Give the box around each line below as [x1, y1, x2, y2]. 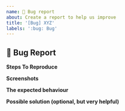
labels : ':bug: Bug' [6, 25, 58, 32]
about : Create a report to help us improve [6, 14, 117, 20]
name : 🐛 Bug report [6, 8, 55, 15]
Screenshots [6, 75, 39, 82]
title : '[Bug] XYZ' [6, 20, 55, 26]
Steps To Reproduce [6, 63, 58, 70]
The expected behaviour [6, 87, 69, 94]
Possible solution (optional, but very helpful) [6, 98, 120, 105]
